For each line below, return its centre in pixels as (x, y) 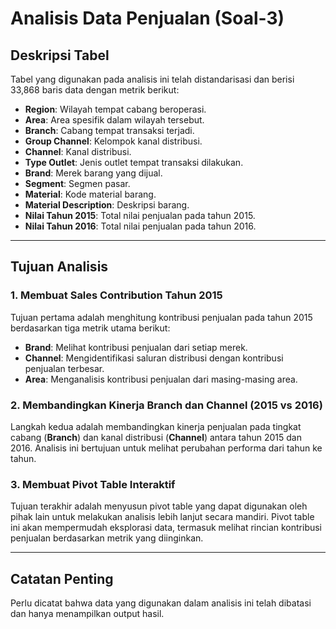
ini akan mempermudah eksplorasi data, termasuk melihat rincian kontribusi (166, 528)
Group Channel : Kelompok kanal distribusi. (113, 141)
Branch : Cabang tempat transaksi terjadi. (109, 130)
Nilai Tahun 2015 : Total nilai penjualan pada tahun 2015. (140, 215)
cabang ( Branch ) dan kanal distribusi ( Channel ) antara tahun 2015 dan (156, 437)
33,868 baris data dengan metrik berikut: (95, 90)
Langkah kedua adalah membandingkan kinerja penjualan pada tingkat (156, 426)
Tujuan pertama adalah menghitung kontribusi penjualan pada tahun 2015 (161, 317)
